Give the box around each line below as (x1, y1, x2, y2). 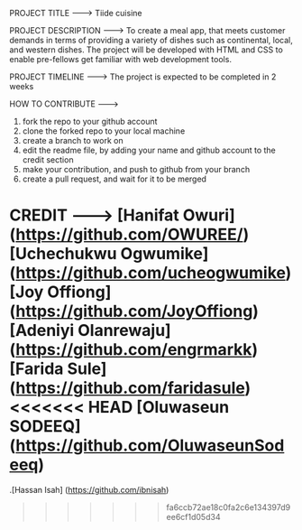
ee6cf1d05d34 (166, 511, 221, 522)
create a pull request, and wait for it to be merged (22, 173, 207, 184)
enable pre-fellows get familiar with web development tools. (9, 54, 233, 64)
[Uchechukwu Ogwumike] (9, 244, 209, 265)
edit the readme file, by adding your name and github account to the (22, 144, 277, 155)
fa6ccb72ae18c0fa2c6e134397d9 (166, 501, 291, 513)
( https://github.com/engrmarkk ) (9, 339, 259, 360)
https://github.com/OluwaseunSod (15, 435, 285, 456)
